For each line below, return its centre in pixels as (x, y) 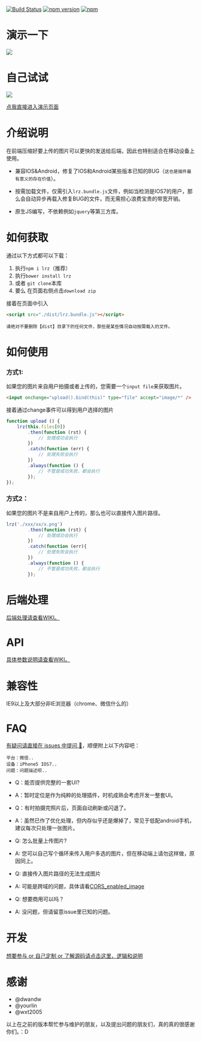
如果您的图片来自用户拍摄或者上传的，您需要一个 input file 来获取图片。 (96, 386)
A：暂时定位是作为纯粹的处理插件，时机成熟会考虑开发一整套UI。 (95, 795)
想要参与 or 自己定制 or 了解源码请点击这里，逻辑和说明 (75, 956)
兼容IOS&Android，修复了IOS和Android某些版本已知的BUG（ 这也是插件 (101, 171)
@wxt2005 (28, 1012)
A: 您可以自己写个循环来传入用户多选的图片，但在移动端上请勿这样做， (102, 854)
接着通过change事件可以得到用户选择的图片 (60, 410)
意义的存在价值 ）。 (39, 178)
